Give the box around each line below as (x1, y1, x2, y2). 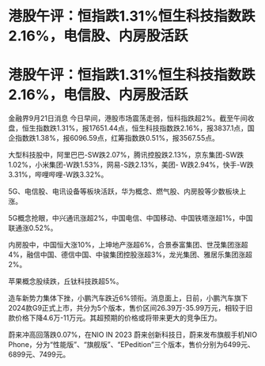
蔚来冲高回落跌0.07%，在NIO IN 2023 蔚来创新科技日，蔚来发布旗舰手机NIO (8, 330, 258, 340)
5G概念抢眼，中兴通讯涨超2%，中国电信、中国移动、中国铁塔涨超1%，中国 (8, 213, 253, 223)
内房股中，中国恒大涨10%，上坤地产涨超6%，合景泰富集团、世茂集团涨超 (8, 240, 248, 250)
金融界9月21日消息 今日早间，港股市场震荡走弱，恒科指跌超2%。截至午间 (8, 114, 248, 123)
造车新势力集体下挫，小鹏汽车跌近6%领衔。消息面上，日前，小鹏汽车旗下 (8, 293, 248, 303)
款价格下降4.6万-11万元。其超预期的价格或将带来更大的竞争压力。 (8, 313, 221, 323)
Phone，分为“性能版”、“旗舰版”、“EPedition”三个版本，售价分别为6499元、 (8, 340, 255, 349)
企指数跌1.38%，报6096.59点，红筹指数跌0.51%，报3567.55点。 (8, 134, 219, 143)
